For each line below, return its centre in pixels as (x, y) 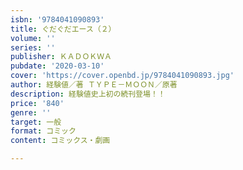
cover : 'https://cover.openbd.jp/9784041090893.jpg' (122, 76)
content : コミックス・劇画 (60, 141)
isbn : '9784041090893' (57, 19)
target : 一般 (36, 122)
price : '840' (37, 103)
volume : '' (33, 38)
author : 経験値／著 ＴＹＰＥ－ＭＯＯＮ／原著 (94, 85)
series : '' (33, 47)
